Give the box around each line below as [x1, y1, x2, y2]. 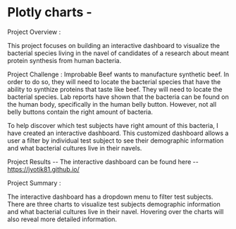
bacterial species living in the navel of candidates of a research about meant [7, 49, 229, 57]
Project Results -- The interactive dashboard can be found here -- [7, 157, 199, 166]
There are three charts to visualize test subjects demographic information [7, 199, 221, 209]
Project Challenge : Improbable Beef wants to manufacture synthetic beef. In [7, 70, 230, 78]
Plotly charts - [7, 4, 93, 20]
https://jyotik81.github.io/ [7, 165, 80, 173]
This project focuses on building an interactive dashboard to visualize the [7, 41, 221, 49]
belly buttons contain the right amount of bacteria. [7, 107, 154, 116]
